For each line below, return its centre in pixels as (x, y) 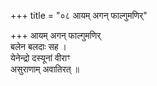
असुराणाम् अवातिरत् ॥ (45, 69)
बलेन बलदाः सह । (39, 46)
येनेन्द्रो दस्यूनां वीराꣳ (40, 58)
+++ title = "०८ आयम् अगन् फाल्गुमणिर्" (79, 15)
